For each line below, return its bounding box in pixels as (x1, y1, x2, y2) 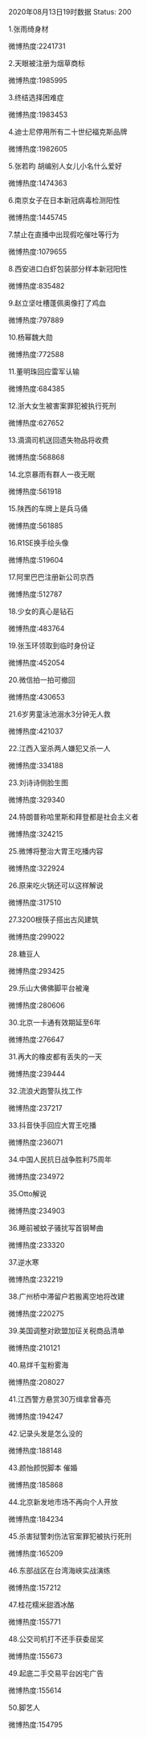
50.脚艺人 (8, 1703, 40, 1712)
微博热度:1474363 (8, 178, 67, 188)
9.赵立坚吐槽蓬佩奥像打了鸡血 (8, 298, 107, 308)
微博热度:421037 (8, 726, 63, 736)
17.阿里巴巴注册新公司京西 (8, 572, 94, 582)
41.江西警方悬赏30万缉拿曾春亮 (8, 1394, 111, 1404)
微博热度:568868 (8, 452, 65, 462)
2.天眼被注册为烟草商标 (8, 59, 86, 68)
